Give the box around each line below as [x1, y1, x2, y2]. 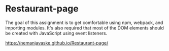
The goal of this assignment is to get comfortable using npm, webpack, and [5, 19, 163, 25]
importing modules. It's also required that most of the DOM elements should [5, 24, 164, 30]
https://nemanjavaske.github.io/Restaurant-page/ [5, 39, 109, 45]
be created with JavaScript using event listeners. [5, 30, 108, 36]
